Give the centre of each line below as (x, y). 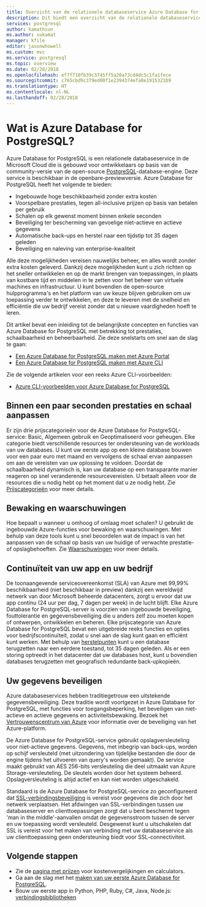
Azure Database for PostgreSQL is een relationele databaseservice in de (97, 158)
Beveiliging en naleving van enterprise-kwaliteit (75, 248)
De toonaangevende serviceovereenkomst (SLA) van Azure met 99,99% (97, 583)
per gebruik (30, 209)
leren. (14, 312)
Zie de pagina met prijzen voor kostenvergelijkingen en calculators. (100, 871)
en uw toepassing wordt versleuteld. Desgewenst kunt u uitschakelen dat (99, 823)
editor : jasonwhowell (34, 47)
